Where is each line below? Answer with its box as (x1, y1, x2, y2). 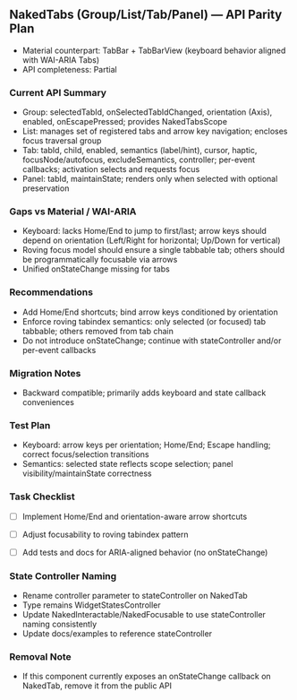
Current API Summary (9, 86, 107, 99)
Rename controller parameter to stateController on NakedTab (21, 591, 248, 601)
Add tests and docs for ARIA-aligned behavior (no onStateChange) (21, 547, 268, 557)
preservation (21, 183, 70, 194)
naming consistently (21, 618, 97, 630)
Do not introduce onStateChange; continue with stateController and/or (21, 335, 282, 346)
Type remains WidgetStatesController (21, 600, 161, 610)
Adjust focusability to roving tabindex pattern (21, 529, 189, 540)
